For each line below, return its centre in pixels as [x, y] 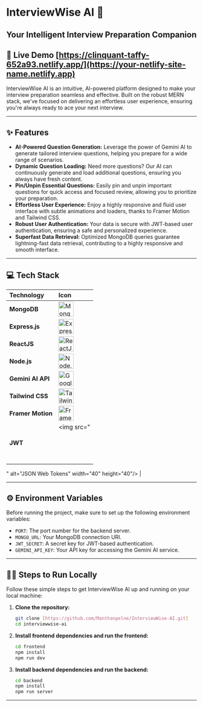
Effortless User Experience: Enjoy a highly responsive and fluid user [101, 205]
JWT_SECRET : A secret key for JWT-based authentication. [84, 544]
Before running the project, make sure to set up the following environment [98, 512]
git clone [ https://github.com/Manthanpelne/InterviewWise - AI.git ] [102, 619]
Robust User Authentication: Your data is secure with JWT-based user [104, 224]
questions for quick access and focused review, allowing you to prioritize [106, 192]
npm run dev [30, 658]
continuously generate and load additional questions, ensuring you [98, 173]
